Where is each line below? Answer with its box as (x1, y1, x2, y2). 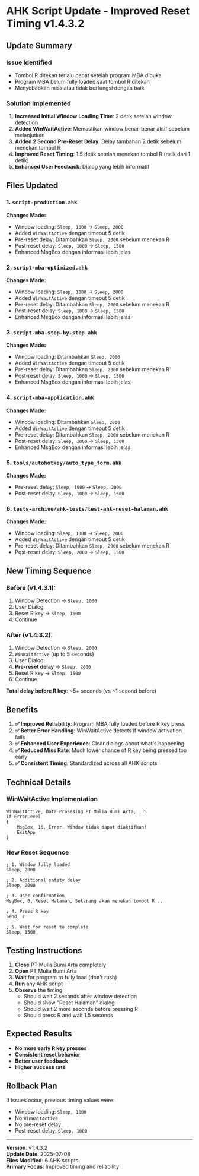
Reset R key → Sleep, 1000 (14, 610, 81, 617)
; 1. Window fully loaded (6, 862, 70, 868)
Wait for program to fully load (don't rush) (14, 973, 117, 981)
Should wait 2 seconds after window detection (23, 992, 137, 1000)
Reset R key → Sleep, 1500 (14, 669, 81, 676)
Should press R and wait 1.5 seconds (23, 1011, 114, 1019)
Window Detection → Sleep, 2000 (14, 644, 97, 652)
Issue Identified (6, 58, 52, 67)
